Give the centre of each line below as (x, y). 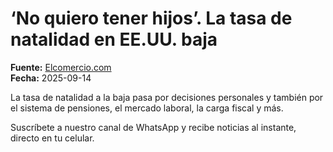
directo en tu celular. (52, 138)
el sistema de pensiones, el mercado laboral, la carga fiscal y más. (147, 108)
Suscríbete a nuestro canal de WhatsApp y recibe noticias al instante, (153, 127)
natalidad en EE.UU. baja (114, 39)
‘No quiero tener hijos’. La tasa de (151, 18)
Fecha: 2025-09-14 (51, 78)
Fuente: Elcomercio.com (61, 67)
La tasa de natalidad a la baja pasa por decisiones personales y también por (167, 97)
